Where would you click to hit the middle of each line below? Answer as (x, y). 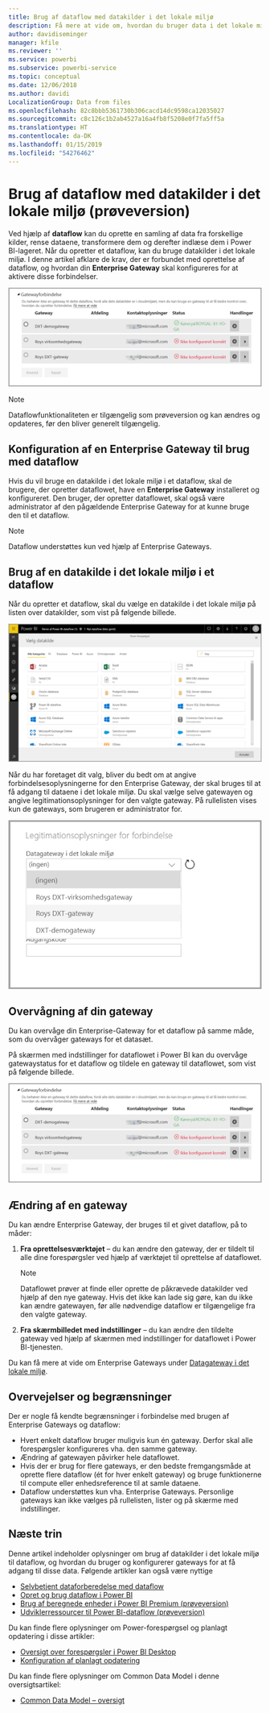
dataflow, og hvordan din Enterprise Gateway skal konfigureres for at (123, 268)
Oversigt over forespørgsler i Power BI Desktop (98, 1652)
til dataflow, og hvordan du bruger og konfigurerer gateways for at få (122, 1562)
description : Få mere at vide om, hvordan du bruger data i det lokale (131, 25)
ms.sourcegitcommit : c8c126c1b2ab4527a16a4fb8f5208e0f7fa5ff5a (117, 119)
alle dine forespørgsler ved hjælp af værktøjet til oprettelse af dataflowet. (141, 1258)
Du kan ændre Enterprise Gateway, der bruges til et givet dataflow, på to (128, 1224)
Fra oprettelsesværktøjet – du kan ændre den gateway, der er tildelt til (137, 1249)
